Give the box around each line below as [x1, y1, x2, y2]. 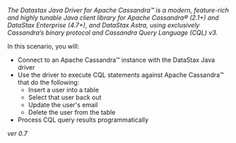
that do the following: [17, 78, 80, 87]
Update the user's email [28, 101, 98, 108]
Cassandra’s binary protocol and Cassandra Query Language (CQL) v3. [7, 28, 218, 37]
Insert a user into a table [28, 86, 99, 94]
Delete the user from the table [28, 108, 116, 116]
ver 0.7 [7, 130, 28, 137]
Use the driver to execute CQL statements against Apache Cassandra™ [17, 70, 224, 79]
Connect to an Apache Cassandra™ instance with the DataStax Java [17, 56, 216, 64]
